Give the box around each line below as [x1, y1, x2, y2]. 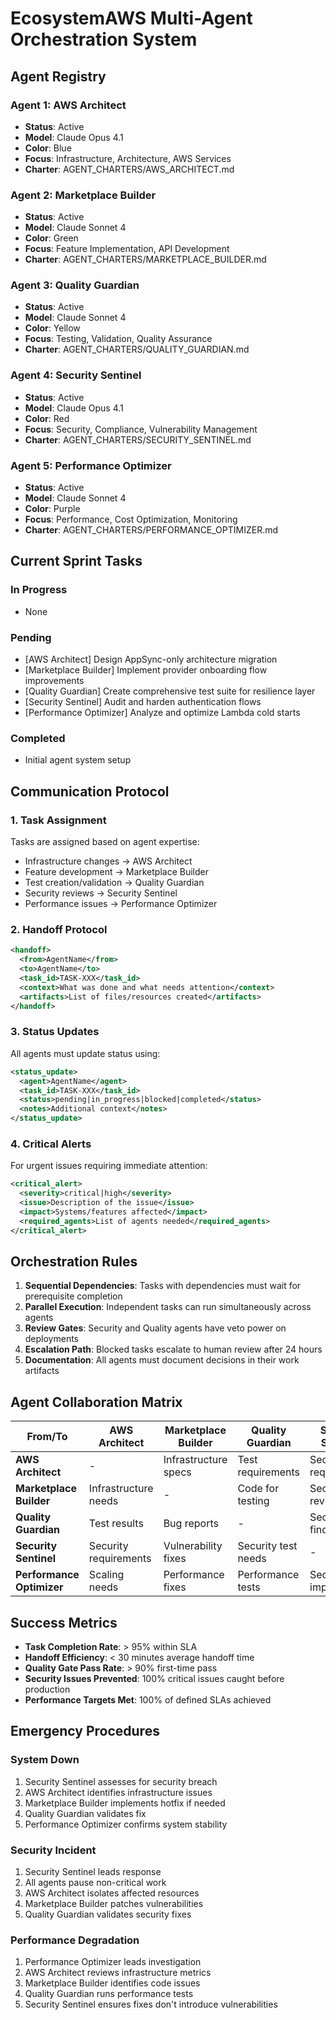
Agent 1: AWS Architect [10, 98, 127, 112]
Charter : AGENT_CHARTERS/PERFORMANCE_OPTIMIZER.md [24, 524, 279, 536]
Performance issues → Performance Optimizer [24, 898, 218, 910]
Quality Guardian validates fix [24, 1807, 147, 1819]
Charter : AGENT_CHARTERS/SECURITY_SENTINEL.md [24, 433, 252, 446]
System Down [10, 1753, 80, 1767]
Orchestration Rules [10, 1253, 138, 1270]
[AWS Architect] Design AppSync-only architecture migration [24, 653, 278, 666]
